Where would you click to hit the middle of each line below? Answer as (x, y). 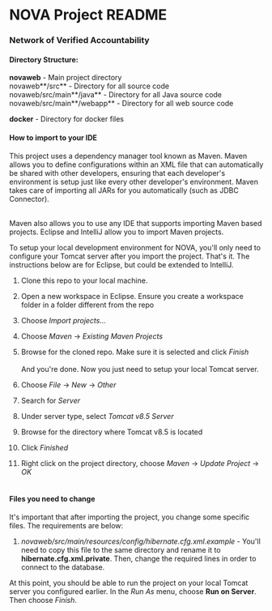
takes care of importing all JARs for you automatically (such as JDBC (124, 190)
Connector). (29, 199)
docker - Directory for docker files (67, 119)
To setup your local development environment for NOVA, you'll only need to (135, 247)
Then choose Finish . (43, 600)
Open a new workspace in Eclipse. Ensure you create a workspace (132, 296)
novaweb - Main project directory (66, 78)
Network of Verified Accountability (79, 41)
